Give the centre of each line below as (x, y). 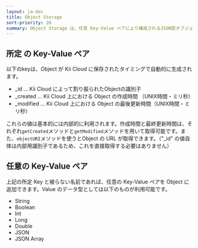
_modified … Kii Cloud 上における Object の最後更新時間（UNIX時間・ (100, 104)
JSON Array (29, 239)
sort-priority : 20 (29, 22)
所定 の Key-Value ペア (48, 54)
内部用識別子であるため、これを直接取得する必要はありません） (94, 146)
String (22, 201)
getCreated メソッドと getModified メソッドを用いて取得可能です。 (101, 131)
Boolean (25, 207)
